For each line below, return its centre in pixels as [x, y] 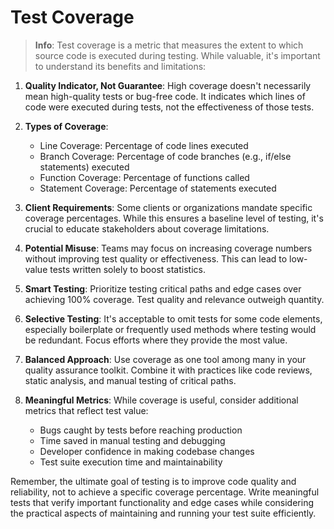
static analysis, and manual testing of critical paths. [130, 380]
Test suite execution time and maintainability [131, 462]
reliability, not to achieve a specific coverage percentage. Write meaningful [165, 492]
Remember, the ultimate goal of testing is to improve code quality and [153, 481]
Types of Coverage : [66, 126]
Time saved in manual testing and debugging [132, 440]
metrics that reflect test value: [86, 410]
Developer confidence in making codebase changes [147, 451]
